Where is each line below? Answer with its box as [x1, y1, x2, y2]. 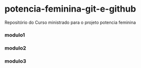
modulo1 [4, 32, 25, 38]
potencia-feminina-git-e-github [4, 3, 136, 15]
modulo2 [4, 45, 26, 51]
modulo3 [4, 57, 26, 64]
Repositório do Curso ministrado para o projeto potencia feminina [4, 19, 136, 25]
